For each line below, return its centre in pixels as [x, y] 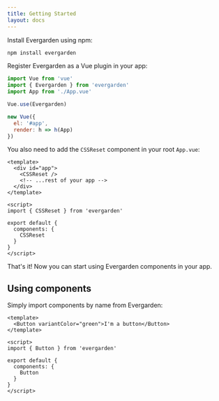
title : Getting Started [42, 14]
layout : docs [26, 20]
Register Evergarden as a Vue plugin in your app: [77, 66]
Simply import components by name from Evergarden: [85, 305]
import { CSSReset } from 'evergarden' [65, 211]
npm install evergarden [42, 53]
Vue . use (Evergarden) [37, 104]
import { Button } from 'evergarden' [62, 349]
